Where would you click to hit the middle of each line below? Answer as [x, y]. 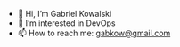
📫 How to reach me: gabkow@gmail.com [94, 33]
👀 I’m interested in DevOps [66, 23]
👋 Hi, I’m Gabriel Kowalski [65, 14]
